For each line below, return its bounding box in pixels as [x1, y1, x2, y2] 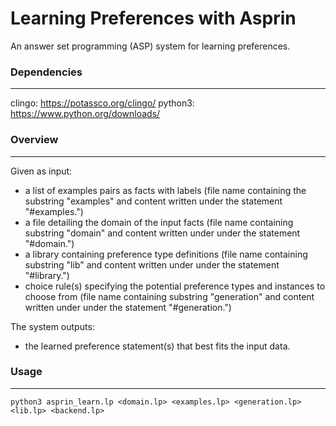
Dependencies [10, 65, 83, 79]
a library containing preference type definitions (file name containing [24, 248, 308, 260]
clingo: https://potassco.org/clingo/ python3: [10, 97, 195, 109]
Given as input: [10, 165, 73, 177]
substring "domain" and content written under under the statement [24, 227, 301, 239]
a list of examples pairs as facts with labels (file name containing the [24, 184, 307, 196]
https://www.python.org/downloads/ [10, 108, 161, 120]
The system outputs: [10, 320, 95, 332]
